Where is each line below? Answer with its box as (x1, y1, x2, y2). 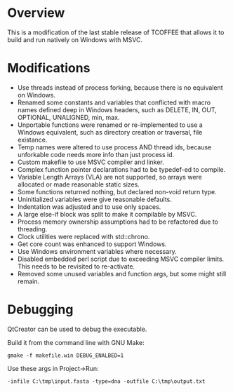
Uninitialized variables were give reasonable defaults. (17, 195, 172, 203)
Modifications (7, 60, 91, 76)
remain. (17, 277, 40, 285)
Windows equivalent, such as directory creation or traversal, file (17, 128, 203, 136)
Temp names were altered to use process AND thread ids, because (17, 142, 212, 151)
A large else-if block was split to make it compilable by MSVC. (17, 210, 197, 218)
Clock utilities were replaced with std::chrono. (17, 232, 150, 241)
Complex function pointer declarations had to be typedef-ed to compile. (17, 165, 226, 173)
